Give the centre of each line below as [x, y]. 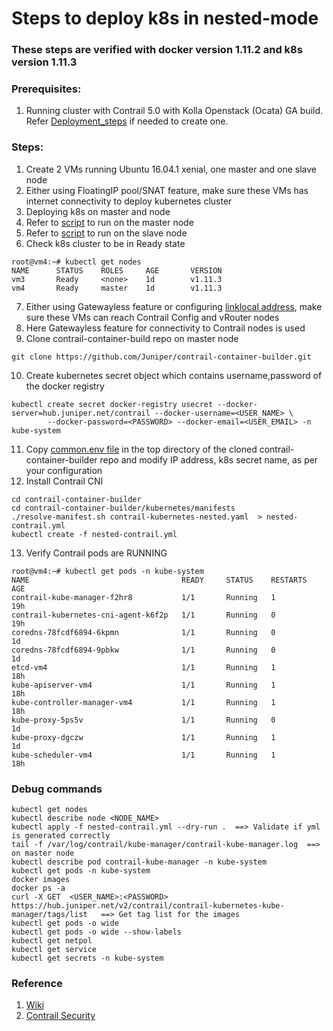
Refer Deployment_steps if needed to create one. [127, 121]
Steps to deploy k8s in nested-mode [165, 18]
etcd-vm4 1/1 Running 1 [143, 667]
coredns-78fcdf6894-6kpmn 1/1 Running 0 [143, 632]
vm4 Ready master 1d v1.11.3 [117, 288]
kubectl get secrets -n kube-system [87, 958]
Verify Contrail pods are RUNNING [96, 553]
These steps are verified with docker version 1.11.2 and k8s [157, 50]
